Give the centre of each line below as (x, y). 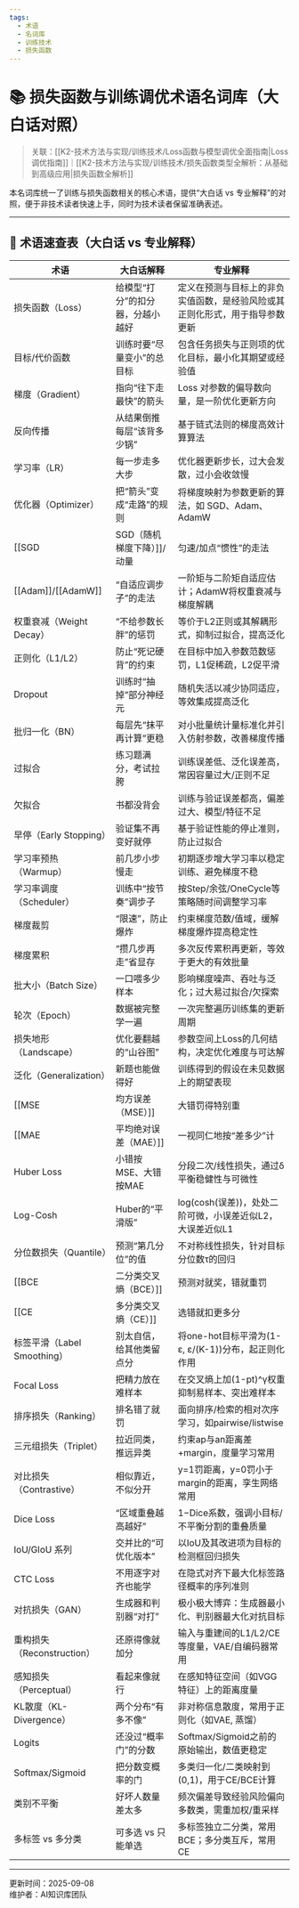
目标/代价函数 (42, 357)
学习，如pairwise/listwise (230, 1423)
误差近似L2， (250, 1215)
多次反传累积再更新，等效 (231, 948)
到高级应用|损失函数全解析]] (82, 174)
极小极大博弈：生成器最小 (231, 1603)
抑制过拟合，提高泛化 (240, 635)
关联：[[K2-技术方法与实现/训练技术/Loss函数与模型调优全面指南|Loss (160, 151)
